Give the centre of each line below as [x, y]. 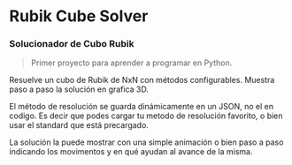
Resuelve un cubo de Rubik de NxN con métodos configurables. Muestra [142, 80]
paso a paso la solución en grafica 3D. [79, 89]
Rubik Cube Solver [79, 16]
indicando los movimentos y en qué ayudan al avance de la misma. [131, 152]
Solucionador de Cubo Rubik [72, 44]
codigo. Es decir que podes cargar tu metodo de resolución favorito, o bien [146, 116]
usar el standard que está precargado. [79, 125]
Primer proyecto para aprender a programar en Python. [131, 63]
